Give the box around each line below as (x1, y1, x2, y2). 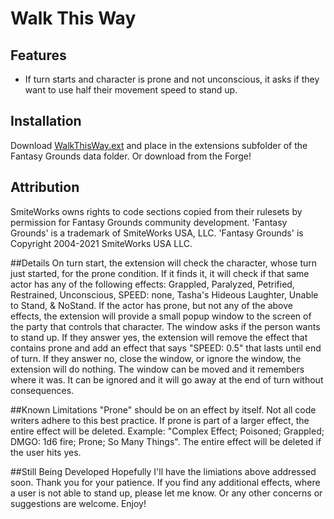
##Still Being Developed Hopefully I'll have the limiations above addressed (10, 465, 317, 477)
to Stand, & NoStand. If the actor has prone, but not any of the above (10, 299, 293, 311)
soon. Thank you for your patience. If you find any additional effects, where (10, 476, 321, 488)
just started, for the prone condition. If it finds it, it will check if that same (10, 267, 310, 279)
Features (10, 47, 67, 64)
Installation (10, 113, 82, 130)
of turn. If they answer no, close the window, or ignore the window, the (10, 352, 302, 364)
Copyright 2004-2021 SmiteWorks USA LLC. (10, 237, 193, 249)
